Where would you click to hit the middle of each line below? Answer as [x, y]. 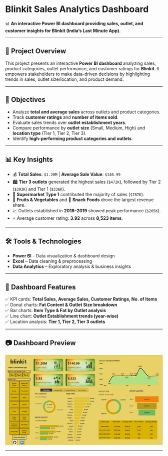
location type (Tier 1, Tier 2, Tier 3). [49, 133]
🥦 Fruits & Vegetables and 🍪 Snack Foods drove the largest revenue [83, 200]
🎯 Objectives [25, 100]
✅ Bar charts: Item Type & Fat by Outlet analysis [56, 310]
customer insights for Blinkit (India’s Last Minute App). [63, 31]
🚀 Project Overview [36, 51]
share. [19, 205]
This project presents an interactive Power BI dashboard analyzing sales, [81, 63]
